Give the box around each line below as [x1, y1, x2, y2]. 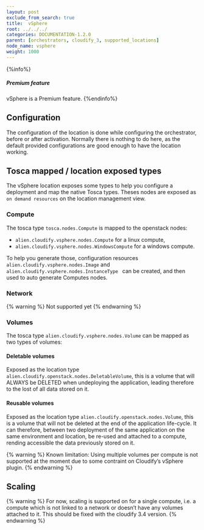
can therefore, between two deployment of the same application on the [6, 426, 185, 434]
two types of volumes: [6, 338, 63, 346]
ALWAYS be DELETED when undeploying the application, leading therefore [6, 379, 194, 387]
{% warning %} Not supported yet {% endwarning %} [6, 303, 141, 310]
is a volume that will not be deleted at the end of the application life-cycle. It [6, 419, 197, 427]
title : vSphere [6, 20, 47, 26]
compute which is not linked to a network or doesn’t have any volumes [6, 504, 184, 512]
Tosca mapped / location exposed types [6, 165, 162, 176]
